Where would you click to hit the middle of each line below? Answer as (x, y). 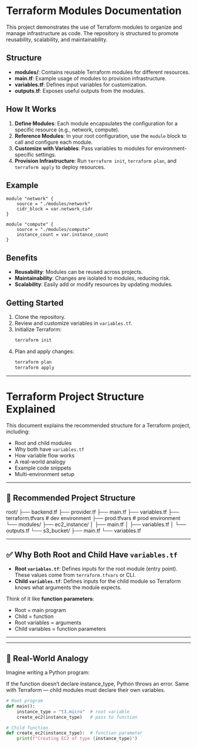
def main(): (21, 706)
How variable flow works (45, 455)
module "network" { (30, 199)
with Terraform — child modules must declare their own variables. (86, 690)
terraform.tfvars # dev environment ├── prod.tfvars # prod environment (93, 518)
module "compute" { (30, 225)
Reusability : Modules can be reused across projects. (79, 272)
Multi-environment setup (45, 474)
